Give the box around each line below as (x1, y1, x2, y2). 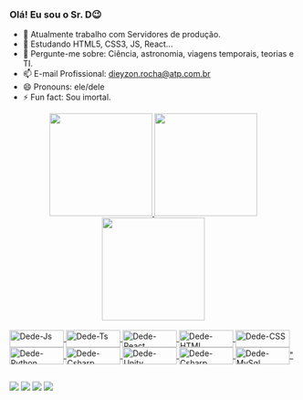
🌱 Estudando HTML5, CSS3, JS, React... (22, 38, 173, 49)
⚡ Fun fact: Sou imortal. (22, 91, 111, 103)
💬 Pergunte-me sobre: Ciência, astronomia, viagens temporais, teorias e (22, 48, 295, 59)
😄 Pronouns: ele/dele (22, 81, 105, 92)
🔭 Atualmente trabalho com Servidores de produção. (22, 29, 221, 40)
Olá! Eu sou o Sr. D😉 (9, 8, 102, 21)
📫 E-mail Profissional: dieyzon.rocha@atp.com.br (22, 68, 212, 79)
